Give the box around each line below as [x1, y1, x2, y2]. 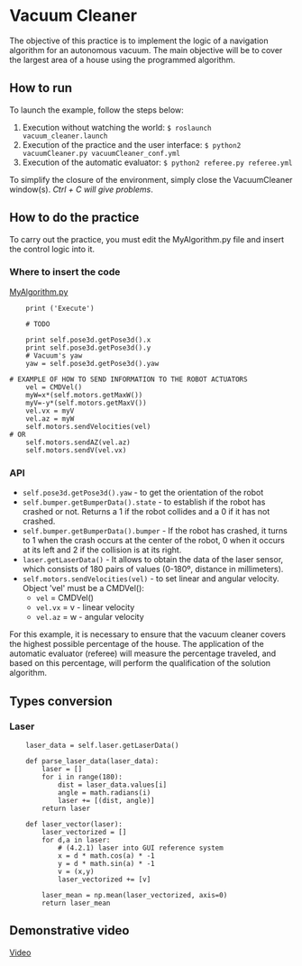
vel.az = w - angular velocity [35, 612, 144, 623]
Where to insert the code [9, 266, 121, 278]
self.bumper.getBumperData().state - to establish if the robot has [22, 497, 266, 507]
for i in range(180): [41, 772, 124, 781]
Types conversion [9, 693, 113, 708]
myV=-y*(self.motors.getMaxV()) [25, 398, 147, 407]
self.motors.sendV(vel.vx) [25, 445, 127, 455]
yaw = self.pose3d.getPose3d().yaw [25, 359, 160, 368]
